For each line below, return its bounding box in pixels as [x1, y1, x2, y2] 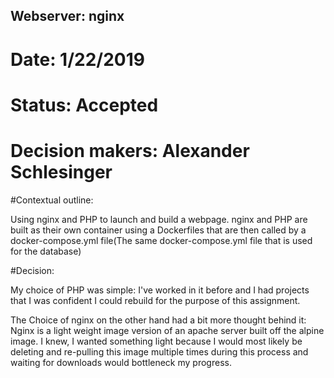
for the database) [10, 245, 82, 257]
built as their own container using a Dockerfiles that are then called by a [10, 224, 307, 236]
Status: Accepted [10, 94, 159, 116]
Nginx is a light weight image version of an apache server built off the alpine [10, 324, 325, 336]
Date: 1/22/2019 [10, 48, 145, 71]
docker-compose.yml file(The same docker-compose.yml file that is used [10, 234, 313, 246]
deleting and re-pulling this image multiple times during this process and [10, 345, 309, 358]
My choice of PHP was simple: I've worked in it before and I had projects [10, 284, 310, 296]
